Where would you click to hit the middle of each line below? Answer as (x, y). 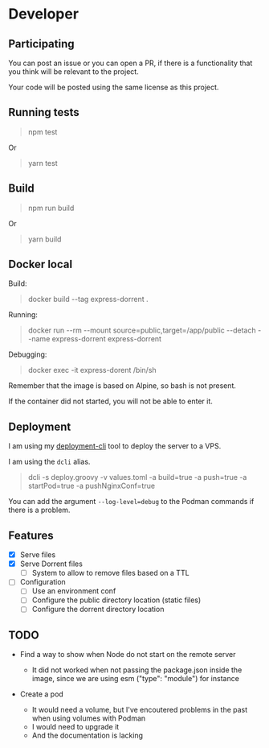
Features (31, 535)
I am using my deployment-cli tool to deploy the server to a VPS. (115, 446)
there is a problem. (39, 510)
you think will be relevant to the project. (73, 72)
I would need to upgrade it (75, 727)
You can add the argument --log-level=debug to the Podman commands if (131, 502)
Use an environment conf (74, 591)
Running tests (44, 112)
